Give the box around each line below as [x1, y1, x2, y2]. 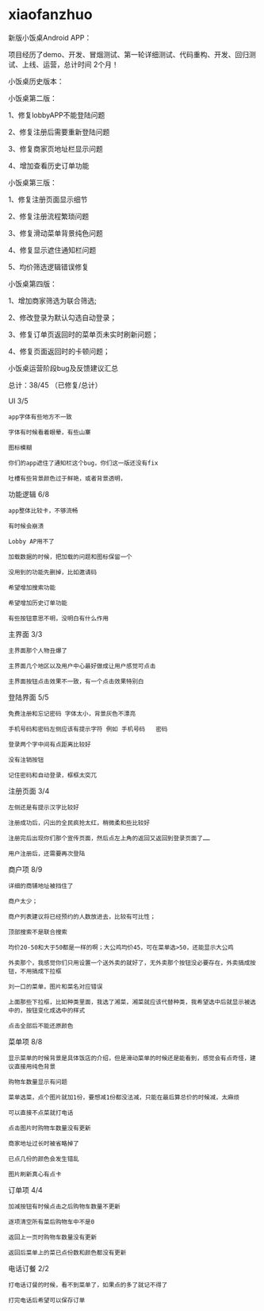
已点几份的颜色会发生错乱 [8, 1155, 79, 1163]
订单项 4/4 [8, 1185, 44, 1194]
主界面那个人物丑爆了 [8, 646, 67, 654]
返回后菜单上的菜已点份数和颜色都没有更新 [8, 1248, 127, 1256]
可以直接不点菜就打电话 [8, 1109, 74, 1116]
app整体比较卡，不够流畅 [8, 507, 78, 515]
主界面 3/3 [8, 629, 43, 638]
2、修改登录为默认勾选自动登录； [8, 312, 117, 322]
